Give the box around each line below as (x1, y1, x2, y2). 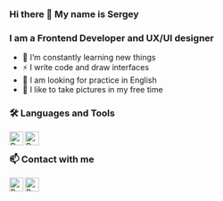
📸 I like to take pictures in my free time (21, 84, 163, 95)
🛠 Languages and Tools (9, 107, 116, 119)
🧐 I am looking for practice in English (21, 75, 158, 85)
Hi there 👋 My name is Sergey (9, 8, 140, 20)
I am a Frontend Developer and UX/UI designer (9, 31, 214, 44)
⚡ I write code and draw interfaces (21, 62, 150, 73)
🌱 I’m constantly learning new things (21, 52, 156, 63)
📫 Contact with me (9, 153, 95, 165)
